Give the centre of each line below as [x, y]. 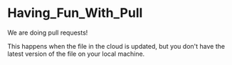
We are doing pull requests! [48, 32]
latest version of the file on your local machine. [76, 54]
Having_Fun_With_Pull [75, 13]
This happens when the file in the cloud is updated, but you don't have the [116, 46]
